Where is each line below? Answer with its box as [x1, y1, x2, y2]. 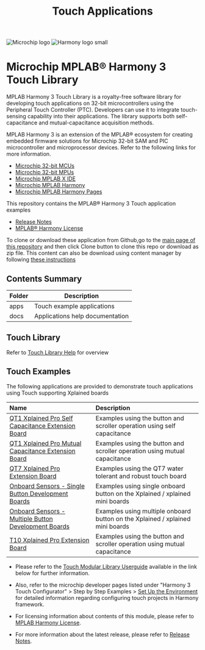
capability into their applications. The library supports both [27, 113, 175, 120]
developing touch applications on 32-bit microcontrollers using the [6, 99, 174, 107]
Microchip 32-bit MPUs [15, 169, 74, 176]
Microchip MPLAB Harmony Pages [15, 188, 103, 196]
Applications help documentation [34, 312, 129, 320]
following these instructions [6, 256, 76, 263]
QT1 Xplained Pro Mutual [9, 439, 82, 448]
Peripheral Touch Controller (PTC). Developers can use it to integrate [6, 106, 180, 113]
